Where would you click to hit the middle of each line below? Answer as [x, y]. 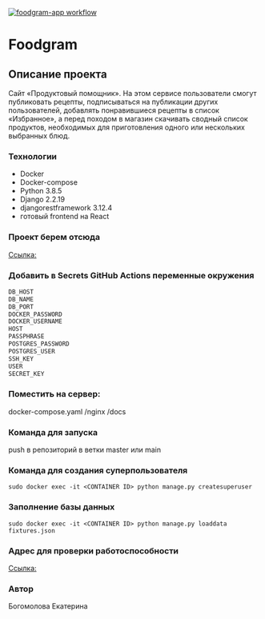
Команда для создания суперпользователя [98, 470]
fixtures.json [32, 531]
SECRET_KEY [26, 373]
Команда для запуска [53, 432]
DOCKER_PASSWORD [35, 314]
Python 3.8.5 [41, 191]
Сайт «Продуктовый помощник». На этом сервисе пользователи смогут [132, 93]
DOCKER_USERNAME [35, 321]
